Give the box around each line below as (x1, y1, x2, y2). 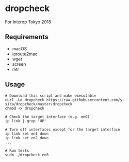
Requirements (5, 33, 48, 41)
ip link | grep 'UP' (5, 118, 47, 123)
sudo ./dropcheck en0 (5, 152, 49, 157)
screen (12, 61, 26, 67)
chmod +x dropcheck (5, 106, 45, 111)
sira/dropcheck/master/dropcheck (5, 102, 73, 106)
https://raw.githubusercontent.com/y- (46, 97, 125, 102)
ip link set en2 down (5, 135, 49, 140)
